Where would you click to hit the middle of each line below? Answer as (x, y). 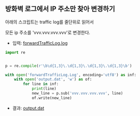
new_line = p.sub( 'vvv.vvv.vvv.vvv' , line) (77, 94)
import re (15, 52)
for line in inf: (41, 84)
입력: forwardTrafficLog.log (40, 43)
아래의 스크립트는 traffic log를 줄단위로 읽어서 (50, 22)
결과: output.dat (28, 108)
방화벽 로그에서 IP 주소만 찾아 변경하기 (60, 9)
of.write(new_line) (52, 98)
